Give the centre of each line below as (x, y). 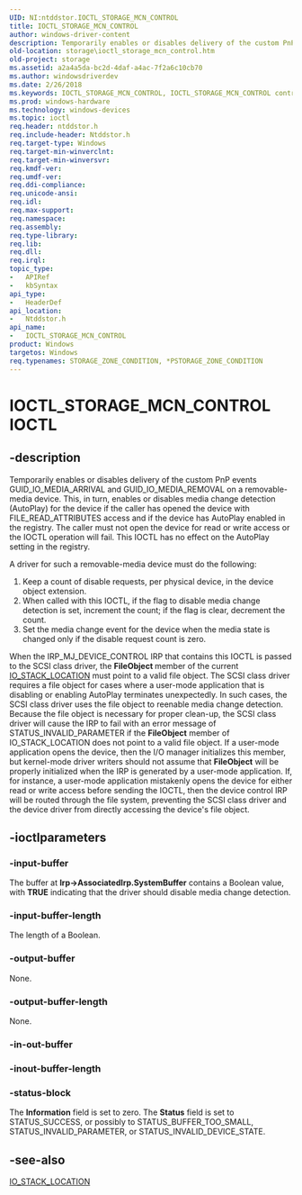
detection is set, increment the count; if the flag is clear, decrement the (154, 610)
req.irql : (28, 261)
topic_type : (31, 269)
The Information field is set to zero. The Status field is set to (122, 1112)
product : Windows (42, 344)
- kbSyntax (34, 285)
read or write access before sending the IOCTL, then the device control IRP (148, 790)
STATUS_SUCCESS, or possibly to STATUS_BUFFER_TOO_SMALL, (132, 1122)
